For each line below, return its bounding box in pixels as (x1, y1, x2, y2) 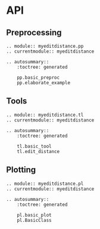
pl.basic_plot (17, 212, 52, 218)
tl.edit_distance (17, 148, 60, 154)
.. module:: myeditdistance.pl (6, 181, 84, 187)
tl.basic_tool (17, 143, 52, 149)
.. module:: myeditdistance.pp (6, 43, 84, 49)
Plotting (6, 165, 36, 175)
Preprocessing (6, 28, 62, 38)
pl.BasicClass (17, 217, 52, 223)
